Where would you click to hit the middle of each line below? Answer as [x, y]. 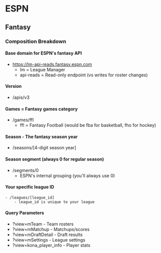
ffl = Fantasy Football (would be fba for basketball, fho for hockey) [88, 125]
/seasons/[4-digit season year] [44, 148]
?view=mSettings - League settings [49, 240]
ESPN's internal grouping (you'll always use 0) [67, 176]
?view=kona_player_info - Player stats [51, 245]
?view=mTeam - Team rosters [43, 224]
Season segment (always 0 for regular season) [55, 159]
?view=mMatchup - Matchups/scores [51, 229]
